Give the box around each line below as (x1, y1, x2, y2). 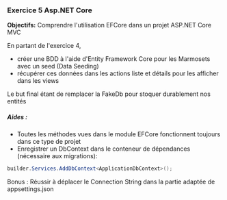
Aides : (7, 112, 28, 121)
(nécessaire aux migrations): (16, 152, 98, 160)
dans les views (16, 77, 59, 85)
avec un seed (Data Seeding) (16, 62, 99, 71)
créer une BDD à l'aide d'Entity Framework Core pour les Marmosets (16, 55, 211, 63)
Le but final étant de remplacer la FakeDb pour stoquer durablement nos (7, 90, 211, 98)
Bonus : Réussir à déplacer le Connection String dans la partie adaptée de (7, 177, 215, 186)
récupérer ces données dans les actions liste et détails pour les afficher (16, 69, 219, 77)
